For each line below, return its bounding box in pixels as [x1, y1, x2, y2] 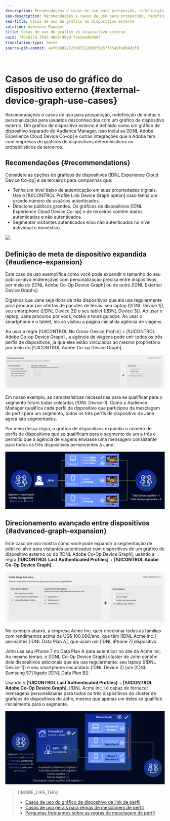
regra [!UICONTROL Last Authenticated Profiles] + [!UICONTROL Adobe [5, 556, 159, 562]
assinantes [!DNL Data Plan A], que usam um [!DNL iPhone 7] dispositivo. [5, 638, 158, 645]
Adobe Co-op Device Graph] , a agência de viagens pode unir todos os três [5, 334, 163, 340]
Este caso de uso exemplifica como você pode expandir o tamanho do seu [5, 271, 161, 277]
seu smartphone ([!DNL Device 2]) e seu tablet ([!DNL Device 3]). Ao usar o [5, 308, 163, 314]
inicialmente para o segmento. [5, 701, 68, 707]
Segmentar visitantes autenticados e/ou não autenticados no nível [12, 219, 151, 225]
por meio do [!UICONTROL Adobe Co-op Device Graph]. [5, 345, 123, 351]
